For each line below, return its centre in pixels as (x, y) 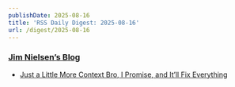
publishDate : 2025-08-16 (49, 15)
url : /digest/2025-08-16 (49, 30)
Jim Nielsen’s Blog (44, 57)
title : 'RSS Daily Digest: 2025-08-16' (74, 23)
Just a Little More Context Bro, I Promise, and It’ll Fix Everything (123, 74)
